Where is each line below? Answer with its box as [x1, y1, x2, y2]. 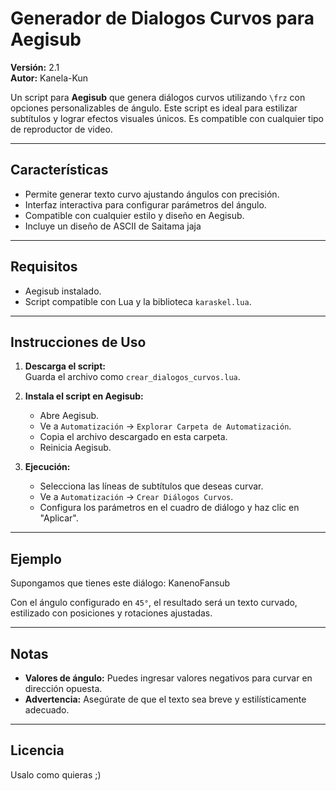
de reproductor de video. [10, 123, 113, 135]
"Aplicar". [39, 512, 79, 524]
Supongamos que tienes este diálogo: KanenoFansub [10, 577, 231, 589]
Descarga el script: [24, 360, 106, 372]
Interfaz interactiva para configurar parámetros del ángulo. [24, 198, 267, 211]
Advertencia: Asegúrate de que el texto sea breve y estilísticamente [24, 693, 307, 705]
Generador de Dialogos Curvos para [10, 7, 315, 30]
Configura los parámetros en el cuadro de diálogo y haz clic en [39, 502, 300, 514]
